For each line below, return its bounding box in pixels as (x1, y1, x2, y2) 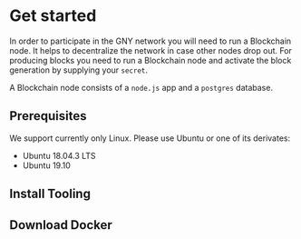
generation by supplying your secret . (9, 65, 148, 75)
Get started (9, 5, 97, 26)
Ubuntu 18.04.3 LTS (22, 150, 97, 161)
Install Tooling (9, 186, 91, 202)
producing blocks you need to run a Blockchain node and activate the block (9, 55, 292, 65)
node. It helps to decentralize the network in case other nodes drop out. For (9, 45, 293, 55)
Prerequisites (9, 108, 87, 124)
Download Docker (9, 217, 113, 233)
